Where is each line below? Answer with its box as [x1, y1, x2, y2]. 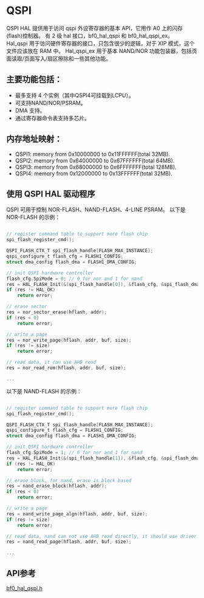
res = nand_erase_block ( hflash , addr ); [6, 483, 107, 489]
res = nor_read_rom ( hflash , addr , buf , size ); [6, 365, 126, 371]
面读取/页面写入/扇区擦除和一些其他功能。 [6, 55, 112, 62]
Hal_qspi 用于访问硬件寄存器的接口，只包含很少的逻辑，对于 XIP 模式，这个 [6, 39, 195, 47]
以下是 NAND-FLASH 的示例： [6, 387, 82, 395]
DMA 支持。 [15, 107, 46, 114]
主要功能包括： [6, 74, 63, 85]
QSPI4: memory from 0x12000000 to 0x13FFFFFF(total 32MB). [15, 169, 173, 177]
